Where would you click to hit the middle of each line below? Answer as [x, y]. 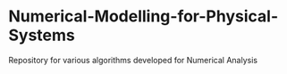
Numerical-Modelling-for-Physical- [143, 16]
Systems [42, 35]
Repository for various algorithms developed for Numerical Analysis [133, 60]
